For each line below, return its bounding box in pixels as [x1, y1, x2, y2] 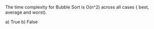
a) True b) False [5, 19, 38, 25]
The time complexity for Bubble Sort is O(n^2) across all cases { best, [5, 4, 149, 10]
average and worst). [5, 9, 47, 15]
